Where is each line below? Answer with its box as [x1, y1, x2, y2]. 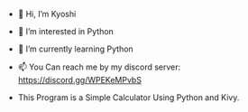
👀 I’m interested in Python [17, 26, 115, 36]
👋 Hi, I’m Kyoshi [17, 9, 77, 19]
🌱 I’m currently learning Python [17, 43, 133, 54]
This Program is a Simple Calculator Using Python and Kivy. [17, 92, 240, 103]
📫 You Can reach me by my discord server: [17, 61, 181, 72]
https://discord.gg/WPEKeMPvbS [17, 75, 142, 85]
